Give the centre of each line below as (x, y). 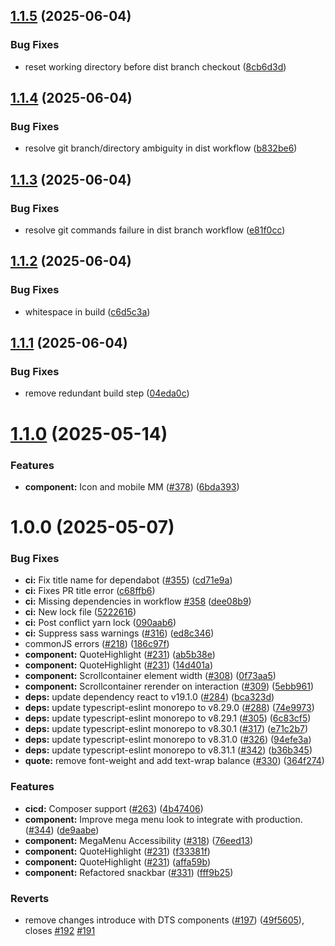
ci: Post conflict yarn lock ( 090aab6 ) (100, 623)
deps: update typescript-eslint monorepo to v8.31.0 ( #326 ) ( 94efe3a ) (168, 740)
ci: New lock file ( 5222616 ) (80, 612)
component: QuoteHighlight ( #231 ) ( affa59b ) (117, 861)
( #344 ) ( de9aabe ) (62, 830)
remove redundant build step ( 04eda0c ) (107, 393)
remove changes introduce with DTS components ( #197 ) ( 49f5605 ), (164, 920)
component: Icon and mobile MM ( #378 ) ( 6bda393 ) (132, 486)
